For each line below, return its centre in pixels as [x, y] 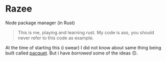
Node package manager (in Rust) [40, 23]
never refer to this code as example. [56, 38]
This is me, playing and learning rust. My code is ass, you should [86, 32]
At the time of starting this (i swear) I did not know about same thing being [84, 47]
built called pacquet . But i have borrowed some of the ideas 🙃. [72, 53]
